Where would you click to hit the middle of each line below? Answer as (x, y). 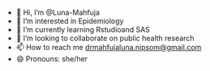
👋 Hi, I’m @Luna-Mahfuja (58, 13)
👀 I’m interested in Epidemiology (70, 21)
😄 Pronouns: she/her (51, 59)
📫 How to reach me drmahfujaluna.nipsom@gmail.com (109, 47)
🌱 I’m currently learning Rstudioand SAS (83, 29)
